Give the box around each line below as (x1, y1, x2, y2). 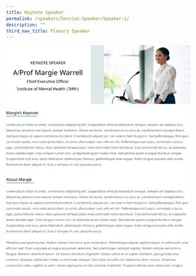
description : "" (6, 22, 46, 28)
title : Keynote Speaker (6, 9, 64, 15)
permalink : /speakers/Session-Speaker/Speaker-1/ (6, 15, 130, 22)
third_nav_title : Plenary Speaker (6, 28, 91, 34)
